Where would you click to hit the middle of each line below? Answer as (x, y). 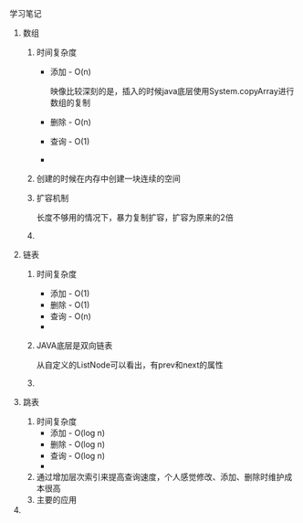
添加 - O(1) (70, 294)
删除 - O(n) (70, 122)
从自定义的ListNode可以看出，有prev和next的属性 (130, 365)
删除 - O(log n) (78, 444)
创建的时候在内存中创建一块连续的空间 (108, 178)
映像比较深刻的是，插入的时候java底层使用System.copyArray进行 (172, 91)
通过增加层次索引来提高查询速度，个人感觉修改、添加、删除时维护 (160, 477)
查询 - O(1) (70, 141)
